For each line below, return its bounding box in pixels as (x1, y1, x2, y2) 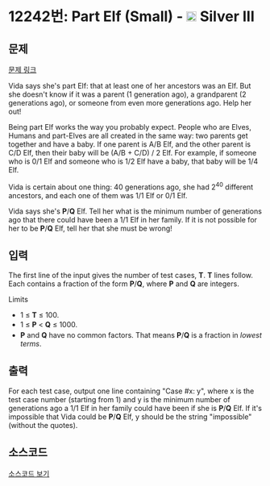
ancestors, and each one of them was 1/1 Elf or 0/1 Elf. (8, 190, 188, 200)
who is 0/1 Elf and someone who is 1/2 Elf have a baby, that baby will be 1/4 (8, 156, 259, 166)
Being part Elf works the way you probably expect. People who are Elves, (8, 123, 251, 131)
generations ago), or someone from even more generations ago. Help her (8, 98, 252, 107)
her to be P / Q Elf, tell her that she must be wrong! (8, 223, 173, 233)
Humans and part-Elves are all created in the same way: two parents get (8, 131, 248, 140)
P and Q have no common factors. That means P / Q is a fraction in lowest (19, 330, 262, 339)
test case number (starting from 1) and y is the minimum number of (8, 394, 231, 404)
